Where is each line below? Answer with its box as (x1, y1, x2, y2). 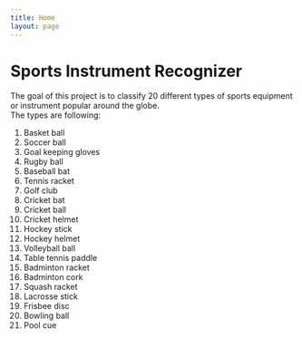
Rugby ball (23, 156, 64, 168)
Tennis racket (23, 176, 75, 187)
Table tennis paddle (23, 253, 98, 264)
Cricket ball (23, 205, 67, 216)
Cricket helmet (23, 214, 79, 225)
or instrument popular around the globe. (10, 101, 160, 111)
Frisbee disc (23, 301, 71, 312)
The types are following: (10, 110, 102, 121)
